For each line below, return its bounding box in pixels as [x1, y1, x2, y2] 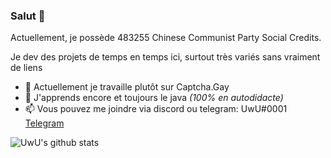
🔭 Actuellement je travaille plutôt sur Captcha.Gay [24, 81, 230, 93]
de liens [10, 62, 43, 74]
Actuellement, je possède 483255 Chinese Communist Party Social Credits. [10, 32, 322, 44]
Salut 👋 [10, 9, 46, 23]
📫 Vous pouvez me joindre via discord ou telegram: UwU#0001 [24, 103, 288, 115]
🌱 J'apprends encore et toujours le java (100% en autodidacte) [24, 92, 284, 104]
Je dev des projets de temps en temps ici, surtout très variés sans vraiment [10, 51, 321, 63]
